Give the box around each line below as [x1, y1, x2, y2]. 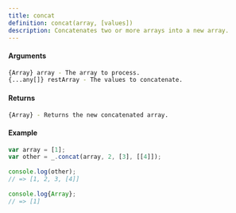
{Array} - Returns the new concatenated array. [8, 110, 169, 119]
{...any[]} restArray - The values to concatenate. [8, 76, 183, 84]
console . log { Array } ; [8, 190, 77, 198]
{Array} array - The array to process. [8, 68, 141, 76]
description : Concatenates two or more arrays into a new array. [8, 26, 229, 34]
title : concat [8, 11, 56, 20]
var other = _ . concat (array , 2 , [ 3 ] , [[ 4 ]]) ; [8, 153, 162, 161]
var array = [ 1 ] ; [8, 145, 66, 153]
